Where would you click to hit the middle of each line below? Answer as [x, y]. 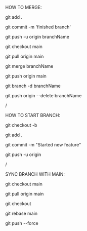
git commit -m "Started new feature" [43, 145]
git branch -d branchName [33, 86]
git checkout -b [21, 125]
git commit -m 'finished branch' [38, 27]
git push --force [22, 223]
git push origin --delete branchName [43, 95]
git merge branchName [29, 66]
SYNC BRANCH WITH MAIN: [35, 174]
